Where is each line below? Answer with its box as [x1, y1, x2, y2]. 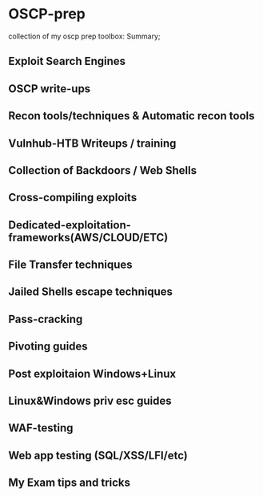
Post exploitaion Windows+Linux [8, 366, 177, 381]
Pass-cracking [8, 312, 83, 325]
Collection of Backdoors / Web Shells [8, 164, 197, 177]
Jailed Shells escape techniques [8, 285, 173, 299]
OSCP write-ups [8, 82, 91, 95]
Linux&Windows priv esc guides [8, 394, 172, 408]
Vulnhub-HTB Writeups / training [8, 136, 177, 150]
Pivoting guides [8, 340, 88, 354]
